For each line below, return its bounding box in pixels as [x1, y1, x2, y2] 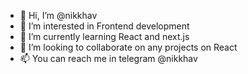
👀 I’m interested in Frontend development [19, 20, 190, 32]
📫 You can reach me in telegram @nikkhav [19, 53, 198, 64]
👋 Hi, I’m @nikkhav [19, 10, 98, 21]
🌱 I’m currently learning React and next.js [19, 31, 190, 42]
